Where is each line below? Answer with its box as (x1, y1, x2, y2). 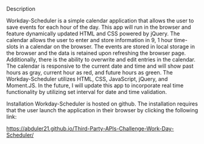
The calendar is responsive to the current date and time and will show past (6, 62, 194, 70)
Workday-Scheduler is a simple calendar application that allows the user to (6, 17, 194, 24)
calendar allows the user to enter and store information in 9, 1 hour (6, 37, 173, 43)
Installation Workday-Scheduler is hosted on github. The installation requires (6, 100, 198, 107)
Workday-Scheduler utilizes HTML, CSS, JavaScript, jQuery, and (6, 76, 168, 82)
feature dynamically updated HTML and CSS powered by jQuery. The (6, 30, 180, 37)
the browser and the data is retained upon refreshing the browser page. (6, 49, 186, 57)
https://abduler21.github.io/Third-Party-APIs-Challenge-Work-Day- (6, 125, 174, 132)
